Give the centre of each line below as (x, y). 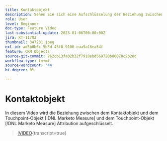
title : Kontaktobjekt (28, 10)
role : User (16, 19)
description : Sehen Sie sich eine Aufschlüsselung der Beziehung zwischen (84, 14)
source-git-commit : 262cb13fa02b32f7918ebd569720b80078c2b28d (71, 56)
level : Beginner (22, 24)
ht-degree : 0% (20, 70)
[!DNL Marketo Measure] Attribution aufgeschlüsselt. (59, 123)
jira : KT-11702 (21, 38)
